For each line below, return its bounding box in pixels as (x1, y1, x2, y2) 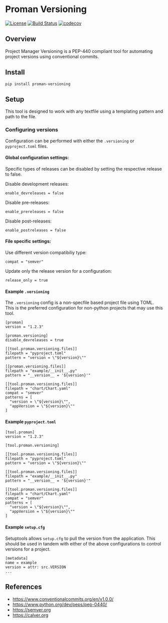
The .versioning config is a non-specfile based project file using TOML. (5, 299, 154, 305)
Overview (5, 35, 37, 43)
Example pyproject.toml (5, 419, 57, 425)
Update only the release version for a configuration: (5, 268, 112, 274)
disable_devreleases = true (5, 338, 64, 343)
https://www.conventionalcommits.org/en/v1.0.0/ (12, 596, 114, 602)
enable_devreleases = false (5, 190, 64, 196)
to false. (5, 171, 22, 177)
